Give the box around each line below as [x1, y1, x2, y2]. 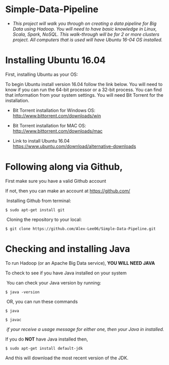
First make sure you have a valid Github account [5, 178, 106, 184]
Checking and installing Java [5, 243, 130, 255]
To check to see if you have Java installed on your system [5, 270, 127, 276]
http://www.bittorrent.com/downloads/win [12, 113, 101, 119]
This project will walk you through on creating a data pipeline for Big [12, 20, 157, 26]
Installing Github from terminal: [6, 198, 71, 204]
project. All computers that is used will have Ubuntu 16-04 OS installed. [12, 37, 163, 43]
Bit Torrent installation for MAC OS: [12, 122, 87, 128]
